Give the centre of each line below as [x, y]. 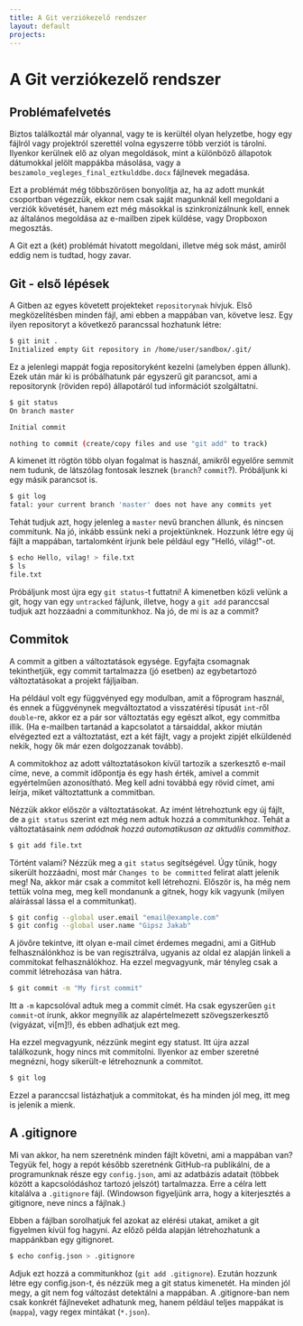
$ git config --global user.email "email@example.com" [115, 917]
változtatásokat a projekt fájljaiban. [74, 680]
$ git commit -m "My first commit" [76, 988]
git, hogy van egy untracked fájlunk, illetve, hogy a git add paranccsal [139, 601]
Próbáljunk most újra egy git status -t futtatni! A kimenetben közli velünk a [149, 591]
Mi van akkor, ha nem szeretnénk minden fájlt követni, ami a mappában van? [151, 1154]
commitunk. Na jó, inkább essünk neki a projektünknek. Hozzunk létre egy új [151, 532]
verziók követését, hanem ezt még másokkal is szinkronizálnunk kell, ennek [150, 209]
